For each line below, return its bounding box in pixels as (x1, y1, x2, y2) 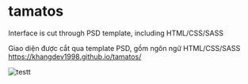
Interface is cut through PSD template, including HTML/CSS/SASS (8, 28, 224, 38)
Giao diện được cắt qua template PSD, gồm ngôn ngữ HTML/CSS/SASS (8, 43, 241, 53)
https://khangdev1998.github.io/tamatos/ (8, 52, 142, 61)
